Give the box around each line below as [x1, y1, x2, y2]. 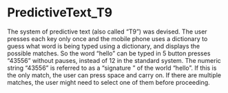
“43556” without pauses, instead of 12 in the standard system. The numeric [7, 56, 222, 64]
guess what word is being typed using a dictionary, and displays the [7, 42, 200, 50]
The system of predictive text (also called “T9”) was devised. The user [7, 27, 208, 36]
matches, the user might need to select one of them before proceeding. [7, 78, 210, 86]
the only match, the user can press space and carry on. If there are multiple [7, 70, 222, 79]
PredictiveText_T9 [7, 5, 113, 21]
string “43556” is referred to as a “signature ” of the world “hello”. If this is [7, 64, 217, 72]
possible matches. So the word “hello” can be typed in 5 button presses [7, 49, 211, 57]
